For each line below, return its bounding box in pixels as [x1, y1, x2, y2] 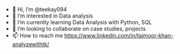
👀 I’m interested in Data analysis [12, 12, 93, 19]
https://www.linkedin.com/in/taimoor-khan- [64, 32, 174, 39]
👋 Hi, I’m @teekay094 [12, 6, 67, 13]
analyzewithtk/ [12, 41, 50, 48]
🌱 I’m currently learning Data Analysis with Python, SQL [12, 19, 152, 25]
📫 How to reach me [12, 32, 63, 39]
